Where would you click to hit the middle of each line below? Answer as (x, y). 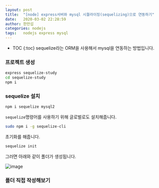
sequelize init (21, 146)
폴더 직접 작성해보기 (28, 180)
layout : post (19, 10)
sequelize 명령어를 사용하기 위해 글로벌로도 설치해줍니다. (61, 117)
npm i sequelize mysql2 (30, 107)
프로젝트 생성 (20, 62)
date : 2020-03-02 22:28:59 (36, 19)
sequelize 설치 (23, 96)
